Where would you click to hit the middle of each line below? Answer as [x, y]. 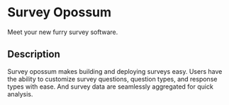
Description [34, 54]
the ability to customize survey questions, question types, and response [112, 79]
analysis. [20, 94]
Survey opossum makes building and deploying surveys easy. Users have [115, 71]
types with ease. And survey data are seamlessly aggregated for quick [111, 87]
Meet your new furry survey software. [63, 32]
